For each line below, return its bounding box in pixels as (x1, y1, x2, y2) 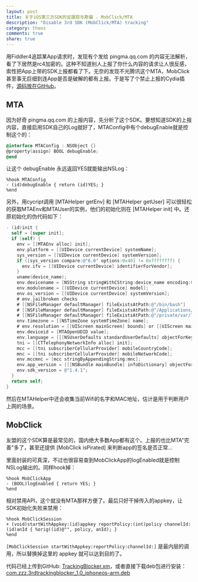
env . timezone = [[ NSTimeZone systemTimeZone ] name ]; (16, 318, 149, 324)
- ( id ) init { (6, 225, 38, 231)
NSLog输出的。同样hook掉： (6, 463, 77, 471)
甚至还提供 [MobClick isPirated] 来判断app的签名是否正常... (29, 443, 173, 451)
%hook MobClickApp (6, 475, 51, 481)
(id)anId (6, 526, 28, 532)
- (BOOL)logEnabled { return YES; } (6, 481, 96, 486)
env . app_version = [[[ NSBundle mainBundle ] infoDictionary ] (16, 362, 167, 368)
